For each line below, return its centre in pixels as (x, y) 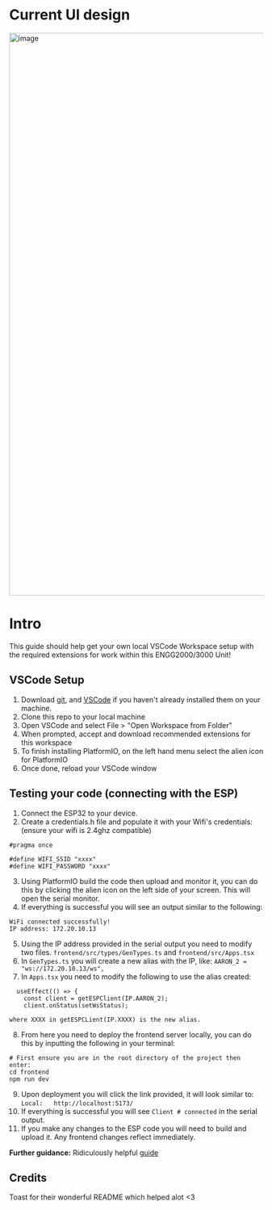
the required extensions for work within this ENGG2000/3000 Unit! (120, 655)
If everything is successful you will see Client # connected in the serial (139, 1111)
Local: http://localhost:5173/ (77, 1103)
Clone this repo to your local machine (83, 717)
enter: (20, 1065)
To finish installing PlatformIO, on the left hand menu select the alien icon (142, 751)
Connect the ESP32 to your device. (79, 813)
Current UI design (70, 15)
